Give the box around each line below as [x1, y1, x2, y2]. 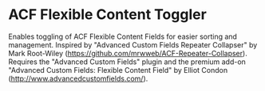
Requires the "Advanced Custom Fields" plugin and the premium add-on [8, 57, 246, 66]
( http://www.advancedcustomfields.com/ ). [8, 74, 148, 83]
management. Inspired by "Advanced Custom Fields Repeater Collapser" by [8, 40, 258, 49]
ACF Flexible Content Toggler [8, 6, 208, 24]
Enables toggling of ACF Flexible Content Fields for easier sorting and [8, 32, 238, 41]
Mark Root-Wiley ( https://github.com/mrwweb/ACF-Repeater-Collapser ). [8, 48, 247, 58]
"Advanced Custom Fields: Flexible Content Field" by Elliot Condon [8, 65, 228, 74]
